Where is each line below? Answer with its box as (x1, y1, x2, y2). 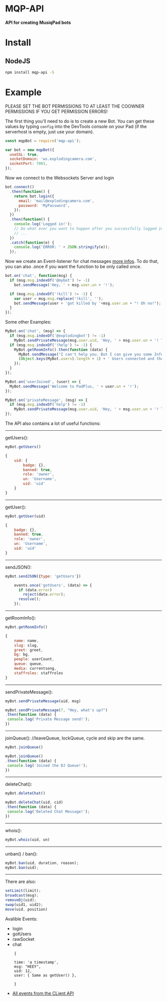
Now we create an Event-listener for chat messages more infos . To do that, (5, 258, 159, 264)
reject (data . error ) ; (23, 592, 66, 597)
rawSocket (12, 936, 35, 942)
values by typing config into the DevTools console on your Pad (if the (5, 123, 147, 129)
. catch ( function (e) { (9, 240, 55, 245)
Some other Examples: (5, 319, 52, 325)
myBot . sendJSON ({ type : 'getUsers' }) (5, 574, 81, 579)
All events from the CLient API (12, 990, 74, 996)
